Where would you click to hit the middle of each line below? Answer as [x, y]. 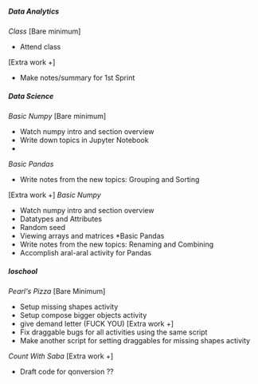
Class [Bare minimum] [45, 31]
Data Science [31, 96]
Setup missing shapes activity [69, 307]
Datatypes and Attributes [61, 219]
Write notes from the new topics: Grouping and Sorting [109, 179]
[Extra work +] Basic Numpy [55, 195]
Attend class [40, 46]
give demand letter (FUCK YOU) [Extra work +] [96, 323]
